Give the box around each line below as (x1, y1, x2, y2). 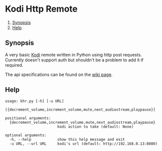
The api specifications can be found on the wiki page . (5, 72, 113, 77)
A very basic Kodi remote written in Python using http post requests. (5, 52, 142, 57)
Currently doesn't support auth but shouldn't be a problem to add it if (5, 57, 144, 63)
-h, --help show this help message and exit (9, 137, 125, 142)
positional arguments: (5, 115, 51, 120)
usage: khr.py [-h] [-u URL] (5, 98, 64, 103)
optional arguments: (5, 132, 47, 137)
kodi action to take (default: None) (57, 124, 134, 129)
